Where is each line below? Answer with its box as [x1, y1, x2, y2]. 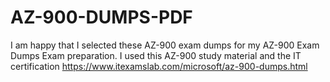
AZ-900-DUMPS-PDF [10, 6, 193, 29]
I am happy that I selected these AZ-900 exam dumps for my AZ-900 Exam [10, 39, 320, 51]
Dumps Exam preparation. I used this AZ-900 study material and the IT [10, 49, 302, 61]
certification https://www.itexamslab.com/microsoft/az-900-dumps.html [10, 60, 308, 72]
